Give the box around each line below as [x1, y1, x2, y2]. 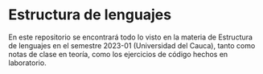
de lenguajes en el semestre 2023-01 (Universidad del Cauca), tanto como [8, 40, 256, 50]
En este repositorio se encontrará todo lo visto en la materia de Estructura [8, 32, 253, 42]
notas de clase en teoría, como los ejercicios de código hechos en [8, 49, 228, 59]
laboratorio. [8, 58, 47, 68]
